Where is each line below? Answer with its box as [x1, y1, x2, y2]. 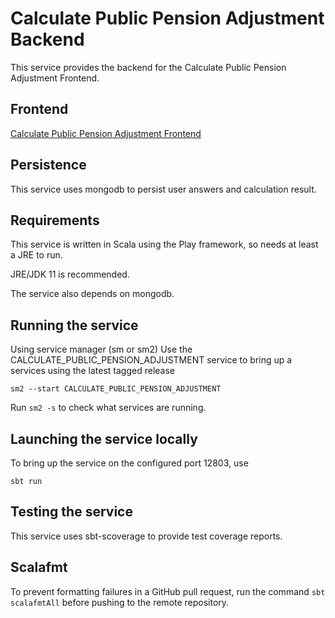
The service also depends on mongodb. [10, 288, 175, 300]
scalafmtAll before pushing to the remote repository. [10, 596, 230, 608]
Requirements [10, 212, 100, 229]
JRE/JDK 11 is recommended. [10, 268, 130, 281]
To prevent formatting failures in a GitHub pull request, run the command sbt [10, 585, 326, 597]
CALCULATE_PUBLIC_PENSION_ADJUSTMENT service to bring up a [10, 354, 293, 366]
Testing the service [10, 503, 133, 521]
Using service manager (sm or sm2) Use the [10, 343, 193, 356]
